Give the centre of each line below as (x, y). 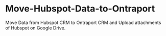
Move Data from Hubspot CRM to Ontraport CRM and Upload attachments (83, 22)
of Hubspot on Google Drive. (35, 27)
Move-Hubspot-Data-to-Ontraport (80, 9)
